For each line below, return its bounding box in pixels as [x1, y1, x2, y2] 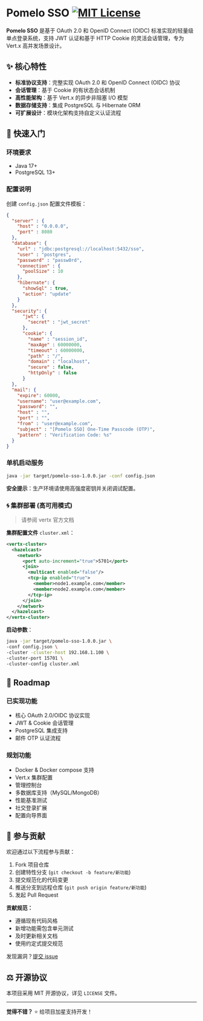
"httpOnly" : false [28, 370, 77, 376]
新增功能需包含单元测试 [14, 925, 74, 932]
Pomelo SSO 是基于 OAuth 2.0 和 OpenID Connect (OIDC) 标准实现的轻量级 [6, 27, 194, 34]
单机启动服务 [6, 458, 44, 467]
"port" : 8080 [17, 229, 53, 235]
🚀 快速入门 [6, 129, 45, 139]
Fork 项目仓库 [14, 861, 50, 868]
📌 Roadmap [6, 677, 50, 688]
